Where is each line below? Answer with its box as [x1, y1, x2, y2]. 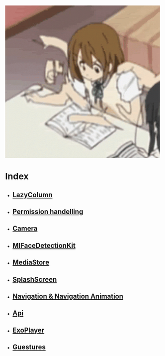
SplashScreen [12, 275, 57, 284]
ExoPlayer [12, 326, 45, 334]
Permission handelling [12, 207, 83, 216]
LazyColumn [12, 190, 53, 199]
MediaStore [12, 258, 50, 267]
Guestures [12, 343, 46, 352]
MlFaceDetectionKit [12, 241, 76, 249]
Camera [12, 225, 38, 233]
